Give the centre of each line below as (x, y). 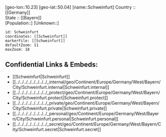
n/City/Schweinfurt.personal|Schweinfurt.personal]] (65, 119)
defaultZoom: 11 (22, 45)
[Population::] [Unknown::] (32, 23)
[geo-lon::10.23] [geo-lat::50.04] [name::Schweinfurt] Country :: (70, 7)
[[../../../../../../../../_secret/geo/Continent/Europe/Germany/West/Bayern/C (87, 124)
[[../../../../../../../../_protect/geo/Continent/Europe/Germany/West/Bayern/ (86, 92)
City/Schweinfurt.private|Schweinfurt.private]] (60, 108)
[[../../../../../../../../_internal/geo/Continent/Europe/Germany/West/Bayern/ (86, 82)
